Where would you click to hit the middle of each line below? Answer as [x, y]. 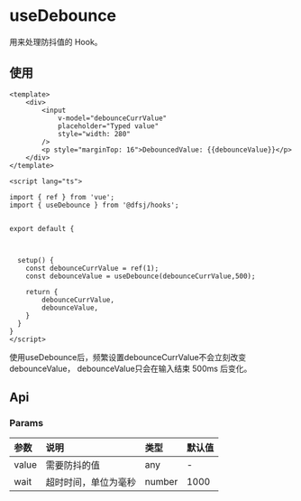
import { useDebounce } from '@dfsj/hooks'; [94, 205]
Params [26, 423]
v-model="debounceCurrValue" [112, 118]
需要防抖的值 [73, 466]
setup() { [36, 260]
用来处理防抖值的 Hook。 [56, 42]
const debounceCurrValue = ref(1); [92, 268]
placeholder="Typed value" [108, 126]
